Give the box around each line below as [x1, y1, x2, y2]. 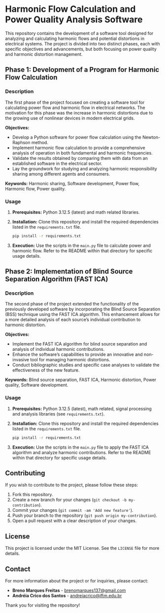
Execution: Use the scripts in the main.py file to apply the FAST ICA [12, 444, 149, 450]
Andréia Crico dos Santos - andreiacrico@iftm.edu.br [12, 593, 122, 599]
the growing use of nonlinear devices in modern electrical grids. [5, 115, 135, 121]
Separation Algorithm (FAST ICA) [5, 275, 108, 283]
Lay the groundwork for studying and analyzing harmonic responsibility [12, 165, 158, 171]
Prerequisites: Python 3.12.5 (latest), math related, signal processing [12, 406, 152, 412]
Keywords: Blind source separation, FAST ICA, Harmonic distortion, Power [5, 377, 157, 383]
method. [31, 139, 48, 145]
